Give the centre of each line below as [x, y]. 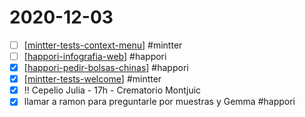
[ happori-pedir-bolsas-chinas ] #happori [106, 68]
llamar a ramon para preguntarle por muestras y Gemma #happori [159, 102]
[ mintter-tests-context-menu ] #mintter [103, 45]
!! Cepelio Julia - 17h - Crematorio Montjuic [112, 90]
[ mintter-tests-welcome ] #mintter [92, 79]
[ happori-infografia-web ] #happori [95, 56]
